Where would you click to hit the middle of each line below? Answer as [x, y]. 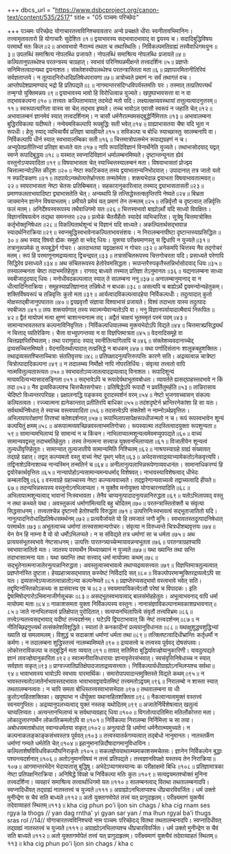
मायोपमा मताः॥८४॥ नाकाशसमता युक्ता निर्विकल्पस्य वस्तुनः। [72, 604]
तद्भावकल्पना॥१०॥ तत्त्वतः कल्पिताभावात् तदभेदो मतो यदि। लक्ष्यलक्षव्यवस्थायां [91, 100]
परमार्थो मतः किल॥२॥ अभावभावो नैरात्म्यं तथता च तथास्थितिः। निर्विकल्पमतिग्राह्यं [93, 46]
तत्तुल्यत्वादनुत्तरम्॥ [197, 100]
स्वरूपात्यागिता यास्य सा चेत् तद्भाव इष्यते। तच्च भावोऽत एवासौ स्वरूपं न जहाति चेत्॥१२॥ [116, 108]
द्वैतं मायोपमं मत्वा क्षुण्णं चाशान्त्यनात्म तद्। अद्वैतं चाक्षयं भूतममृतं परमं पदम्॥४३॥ [103, 317]
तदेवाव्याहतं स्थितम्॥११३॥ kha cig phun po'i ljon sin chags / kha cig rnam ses [109, 805]
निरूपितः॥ [203, 310]
